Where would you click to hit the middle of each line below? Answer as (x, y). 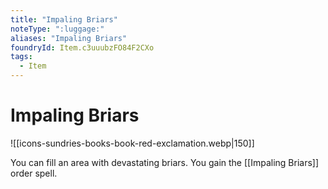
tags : (21, 57)
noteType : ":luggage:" (57, 29)
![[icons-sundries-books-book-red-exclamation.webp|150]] (132, 143)
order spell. (34, 173)
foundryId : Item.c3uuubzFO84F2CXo (82, 47)
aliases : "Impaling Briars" (69, 38)
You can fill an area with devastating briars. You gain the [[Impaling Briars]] (165, 162)
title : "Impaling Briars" (64, 19)
